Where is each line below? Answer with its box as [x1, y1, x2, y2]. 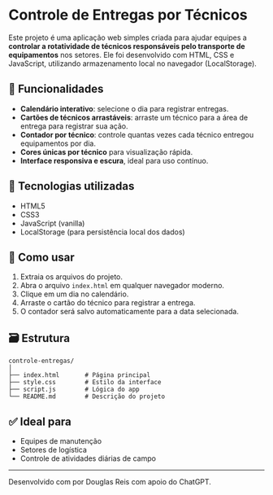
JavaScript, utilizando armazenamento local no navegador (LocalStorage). [8, 59, 258, 68]
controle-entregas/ [8, 357, 75, 366]
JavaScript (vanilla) [19, 218, 85, 228]
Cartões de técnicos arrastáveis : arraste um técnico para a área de [19, 112, 249, 122]
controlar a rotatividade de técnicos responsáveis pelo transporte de [8, 41, 245, 50]
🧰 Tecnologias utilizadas [8, 179, 135, 193]
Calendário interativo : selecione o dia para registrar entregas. [19, 103, 229, 113]
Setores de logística [19, 445, 88, 454]
